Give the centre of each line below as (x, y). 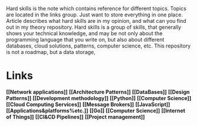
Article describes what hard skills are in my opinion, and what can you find (96, 21)
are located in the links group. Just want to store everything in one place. (95, 15)
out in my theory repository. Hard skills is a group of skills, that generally (94, 27)
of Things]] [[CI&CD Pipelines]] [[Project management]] (76, 117)
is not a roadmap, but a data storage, (51, 52)
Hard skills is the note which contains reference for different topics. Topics (96, 8)
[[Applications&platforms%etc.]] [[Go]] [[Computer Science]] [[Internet (96, 110)
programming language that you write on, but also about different (85, 40)
